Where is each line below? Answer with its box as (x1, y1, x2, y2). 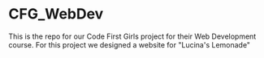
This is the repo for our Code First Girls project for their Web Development (8, 31, 257, 41)
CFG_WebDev (8, 5, 104, 23)
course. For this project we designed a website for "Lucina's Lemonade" (8, 39, 250, 49)
